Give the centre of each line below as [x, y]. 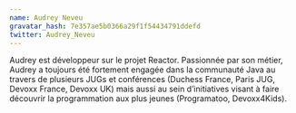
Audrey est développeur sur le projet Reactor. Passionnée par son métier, [146, 61]
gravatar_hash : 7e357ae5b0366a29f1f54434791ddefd [105, 26]
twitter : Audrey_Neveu [52, 34]
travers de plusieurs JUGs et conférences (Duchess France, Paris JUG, [142, 80]
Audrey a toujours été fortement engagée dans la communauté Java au [143, 70]
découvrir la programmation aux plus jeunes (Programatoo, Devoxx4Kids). [148, 99]
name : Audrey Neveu [46, 18]
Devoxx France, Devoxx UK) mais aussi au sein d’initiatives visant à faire [144, 89]
